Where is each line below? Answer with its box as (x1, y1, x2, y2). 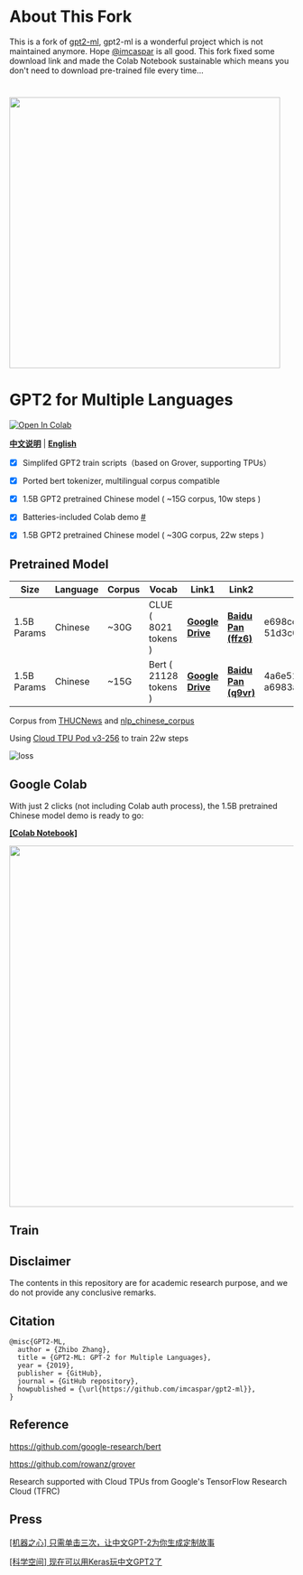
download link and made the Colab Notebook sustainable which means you (9, 55, 289, 66)
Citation (9, 1313, 56, 1328)
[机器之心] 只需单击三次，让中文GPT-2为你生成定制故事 (9, 1537, 216, 1548)
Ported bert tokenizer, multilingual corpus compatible (22, 476, 221, 487)
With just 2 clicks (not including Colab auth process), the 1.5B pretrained (9, 801, 278, 811)
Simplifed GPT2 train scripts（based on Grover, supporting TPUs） (22, 458, 272, 469)
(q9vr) (226, 686, 255, 699)
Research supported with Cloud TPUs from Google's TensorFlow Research (9, 1476, 287, 1486)
